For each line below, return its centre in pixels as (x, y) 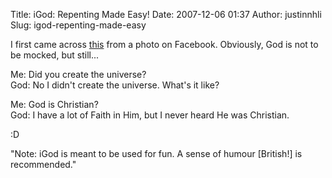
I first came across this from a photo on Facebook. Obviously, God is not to (164, 44)
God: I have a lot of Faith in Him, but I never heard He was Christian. (150, 115)
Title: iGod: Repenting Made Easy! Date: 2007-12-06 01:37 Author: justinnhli (166, 14)
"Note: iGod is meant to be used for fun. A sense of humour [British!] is (156, 153)
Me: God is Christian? (54, 104)
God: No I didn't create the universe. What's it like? (115, 85)
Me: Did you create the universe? (78, 74)
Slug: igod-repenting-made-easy (78, 25)
